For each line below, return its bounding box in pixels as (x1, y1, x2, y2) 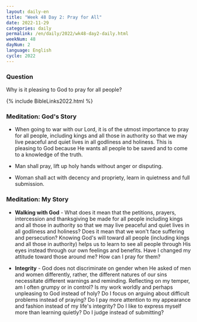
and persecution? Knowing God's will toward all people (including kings (14, 234, 190, 241)
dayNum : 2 (6, 42, 31, 48)
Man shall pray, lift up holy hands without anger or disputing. (14, 163, 163, 170)
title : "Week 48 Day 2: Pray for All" (6, 14, 102, 20)
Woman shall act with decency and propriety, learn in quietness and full (14, 174, 190, 181)
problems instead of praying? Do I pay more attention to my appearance (14, 296, 191, 303)
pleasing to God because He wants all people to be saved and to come (14, 145, 188, 152)
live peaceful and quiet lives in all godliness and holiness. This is (14, 138, 173, 146)
